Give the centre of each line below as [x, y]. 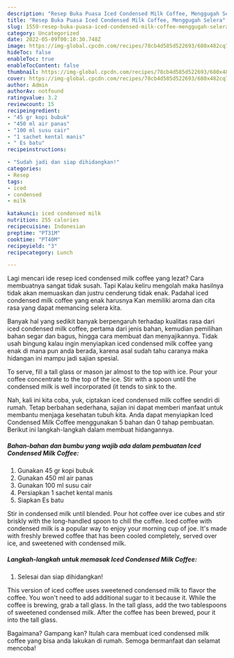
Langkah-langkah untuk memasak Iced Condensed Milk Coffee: [102, 559]
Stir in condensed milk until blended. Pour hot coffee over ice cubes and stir [116, 514]
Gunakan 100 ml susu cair [54, 485]
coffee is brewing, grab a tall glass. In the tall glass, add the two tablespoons [117, 605]
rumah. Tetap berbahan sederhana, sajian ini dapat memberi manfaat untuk [115, 407]
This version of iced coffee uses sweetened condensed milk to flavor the [112, 590]
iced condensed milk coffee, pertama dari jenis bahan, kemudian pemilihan [115, 329]
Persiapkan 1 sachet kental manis [65, 493]
